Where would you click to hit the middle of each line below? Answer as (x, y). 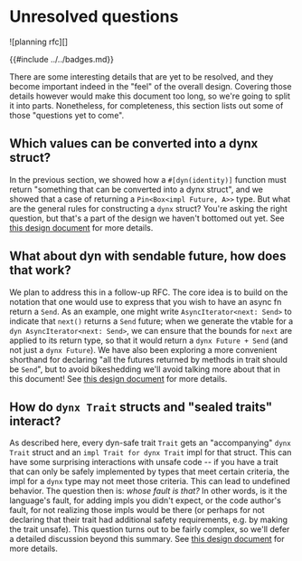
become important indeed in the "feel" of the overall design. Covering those (151, 86)
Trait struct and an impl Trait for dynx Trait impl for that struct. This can (151, 452)
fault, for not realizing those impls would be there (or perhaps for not (137, 510)
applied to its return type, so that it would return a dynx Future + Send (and (149, 340)
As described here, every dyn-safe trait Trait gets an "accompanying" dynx (150, 443)
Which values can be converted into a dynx (134, 143)
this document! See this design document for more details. (118, 378)
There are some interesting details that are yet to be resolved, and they (142, 76)
